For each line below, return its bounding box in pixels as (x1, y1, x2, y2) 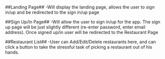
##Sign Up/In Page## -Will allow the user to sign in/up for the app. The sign (5, 19, 161, 25)
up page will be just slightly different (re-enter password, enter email (5, 24, 146, 30)
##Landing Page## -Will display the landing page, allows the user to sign (5, 4, 155, 10)
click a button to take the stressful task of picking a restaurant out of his (5, 44, 153, 50)
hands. (5, 49, 19, 55)
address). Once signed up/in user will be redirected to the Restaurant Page (5, 29, 159, 35)
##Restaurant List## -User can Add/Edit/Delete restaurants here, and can (5, 39, 156, 45)
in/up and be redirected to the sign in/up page (5, 9, 99, 15)
